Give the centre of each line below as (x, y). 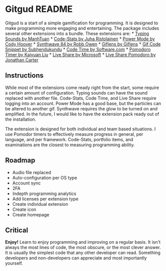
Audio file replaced (31, 172)
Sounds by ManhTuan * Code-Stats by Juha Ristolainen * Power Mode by (80, 39)
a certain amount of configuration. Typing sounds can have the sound (76, 92)
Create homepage (31, 214)
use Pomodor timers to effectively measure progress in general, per (74, 134)
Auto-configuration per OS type (45, 178)
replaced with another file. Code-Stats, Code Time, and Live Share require (81, 98)
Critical (17, 230)
